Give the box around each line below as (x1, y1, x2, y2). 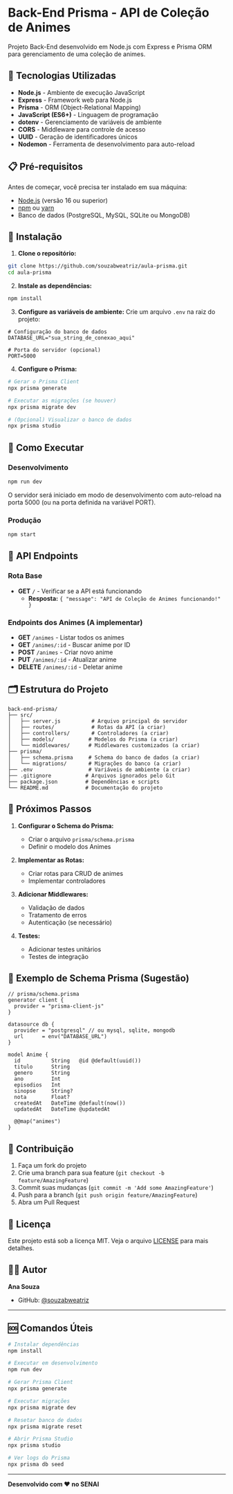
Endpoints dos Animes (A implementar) (8, 617, 143, 627)
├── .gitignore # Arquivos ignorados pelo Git (8, 772, 176, 779)
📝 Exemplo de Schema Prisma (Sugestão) (8, 972, 189, 984)
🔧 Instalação (8, 231, 62, 243)
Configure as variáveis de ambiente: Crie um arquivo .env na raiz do (17, 308, 216, 316)
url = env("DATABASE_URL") (14, 1033, 108, 1040)
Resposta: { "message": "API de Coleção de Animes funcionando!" (28, 594, 221, 602)
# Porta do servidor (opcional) (8, 346, 101, 353)
